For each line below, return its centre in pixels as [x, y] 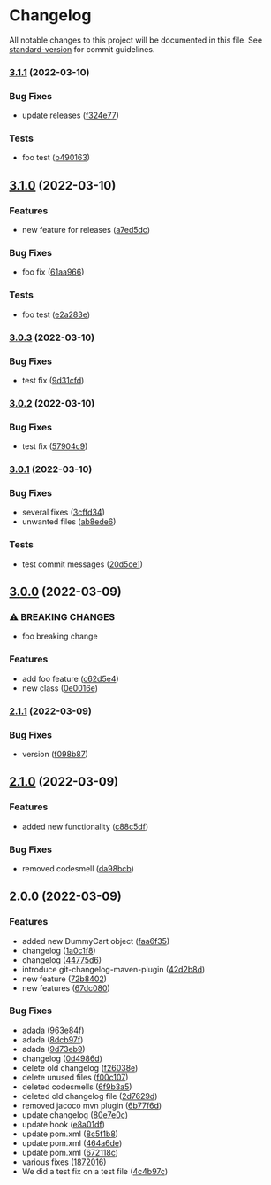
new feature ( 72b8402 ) [64, 979]
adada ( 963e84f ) [53, 1030]
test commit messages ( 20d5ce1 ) [83, 564]
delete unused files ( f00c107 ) [75, 1077]
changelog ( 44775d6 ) [62, 960]
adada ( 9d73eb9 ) [53, 1049]
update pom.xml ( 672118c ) [70, 1152]
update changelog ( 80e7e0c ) [75, 1115]
